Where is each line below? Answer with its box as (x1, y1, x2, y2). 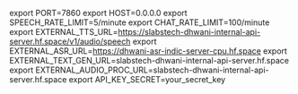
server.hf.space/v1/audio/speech (9, 36, 131, 47)
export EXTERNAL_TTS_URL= (9, 27, 118, 37)
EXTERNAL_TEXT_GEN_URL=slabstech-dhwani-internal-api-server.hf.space (9, 56, 290, 65)
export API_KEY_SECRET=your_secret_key (68, 74, 226, 84)
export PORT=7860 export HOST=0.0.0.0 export (9, 8, 188, 18)
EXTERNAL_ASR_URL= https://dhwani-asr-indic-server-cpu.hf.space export (9, 46, 287, 56)
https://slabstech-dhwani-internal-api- (118, 27, 261, 37)
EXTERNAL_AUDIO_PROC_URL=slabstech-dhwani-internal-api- (35, 64, 269, 75)
